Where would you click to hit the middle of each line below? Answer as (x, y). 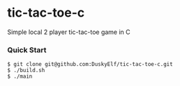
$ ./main (20, 77)
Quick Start (27, 50)
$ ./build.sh (26, 71)
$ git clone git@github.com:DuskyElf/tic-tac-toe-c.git (90, 64)
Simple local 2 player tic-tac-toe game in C (69, 32)
